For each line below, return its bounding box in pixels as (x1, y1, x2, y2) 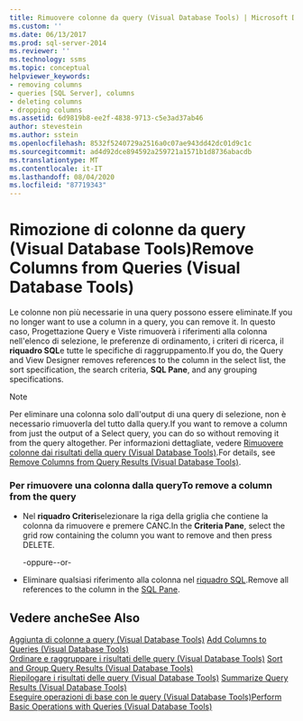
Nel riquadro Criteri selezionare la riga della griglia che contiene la (22, 511, 269, 522)
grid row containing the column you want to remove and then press (22, 530, 272, 541)
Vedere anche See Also (9, 610, 141, 625)
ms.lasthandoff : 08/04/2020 (9, 172, 115, 181)
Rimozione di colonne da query (9, 220, 246, 240)
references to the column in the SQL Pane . (22, 584, 180, 595)
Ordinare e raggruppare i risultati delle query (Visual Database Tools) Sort (9, 653, 283, 664)
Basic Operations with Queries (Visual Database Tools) (9, 701, 213, 712)
